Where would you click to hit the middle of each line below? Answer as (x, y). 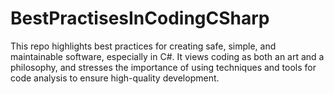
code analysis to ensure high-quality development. (115, 78)
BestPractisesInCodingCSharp (140, 18)
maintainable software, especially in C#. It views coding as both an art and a (167, 56)
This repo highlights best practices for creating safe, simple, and (143, 46)
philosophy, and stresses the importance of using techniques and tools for (163, 67)
